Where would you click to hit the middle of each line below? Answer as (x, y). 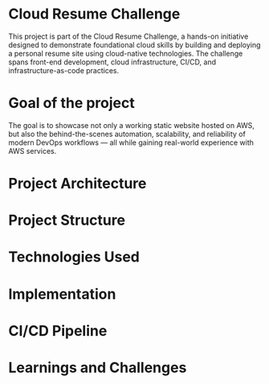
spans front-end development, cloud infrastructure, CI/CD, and (112, 62)
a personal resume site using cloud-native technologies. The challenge (126, 53)
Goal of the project (71, 103)
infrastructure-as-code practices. (64, 70)
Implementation (62, 294)
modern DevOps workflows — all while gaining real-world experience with (131, 142)
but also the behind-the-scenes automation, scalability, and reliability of (127, 134)
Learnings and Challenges (98, 368)
